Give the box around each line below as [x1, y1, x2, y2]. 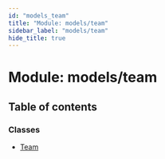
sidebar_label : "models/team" [8, 26, 109, 34]
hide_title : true [8, 34, 66, 42]
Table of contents [8, 100, 97, 113]
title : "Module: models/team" [8, 19, 109, 27]
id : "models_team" [8, 11, 69, 20]
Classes [8, 124, 41, 135]
